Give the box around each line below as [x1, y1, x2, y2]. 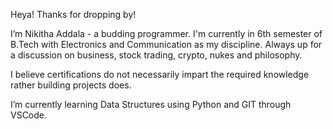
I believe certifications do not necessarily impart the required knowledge [10, 69, 310, 80]
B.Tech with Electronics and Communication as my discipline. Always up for [10, 39, 323, 50]
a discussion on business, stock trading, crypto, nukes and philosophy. [10, 49, 303, 61]
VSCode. [10, 109, 48, 121]
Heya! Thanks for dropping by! [10, 9, 137, 20]
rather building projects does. [10, 79, 132, 91]
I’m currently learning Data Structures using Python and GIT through [10, 99, 292, 110]
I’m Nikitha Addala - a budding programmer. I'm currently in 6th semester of [10, 28, 323, 39]
